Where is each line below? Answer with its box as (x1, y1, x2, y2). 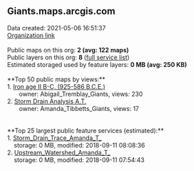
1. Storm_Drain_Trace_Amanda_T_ (7, 134, 102, 142)
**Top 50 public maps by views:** (7, 75, 105, 83)
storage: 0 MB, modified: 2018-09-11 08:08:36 (13, 141, 146, 149)
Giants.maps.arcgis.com (7, 6, 116, 17)
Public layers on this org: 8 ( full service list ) (7, 53, 130, 61)
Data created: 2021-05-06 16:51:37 (7, 23, 106, 32)
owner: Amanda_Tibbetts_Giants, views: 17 (19, 104, 140, 112)
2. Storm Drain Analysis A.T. (7, 97, 87, 105)
